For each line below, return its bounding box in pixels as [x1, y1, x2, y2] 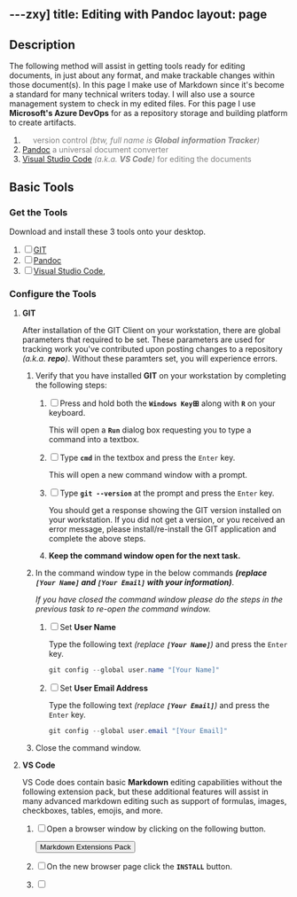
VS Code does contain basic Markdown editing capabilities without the [21, 776, 283, 787]
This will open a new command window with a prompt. [48, 470, 248, 480]
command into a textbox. [48, 434, 140, 445]
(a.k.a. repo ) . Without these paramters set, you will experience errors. [21, 354, 277, 364]
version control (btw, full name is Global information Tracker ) [32, 135, 260, 145]
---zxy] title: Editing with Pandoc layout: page [9, 7, 268, 22]
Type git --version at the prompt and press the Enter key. [59, 487, 275, 499]
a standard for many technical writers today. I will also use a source [9, 89, 255, 100]
